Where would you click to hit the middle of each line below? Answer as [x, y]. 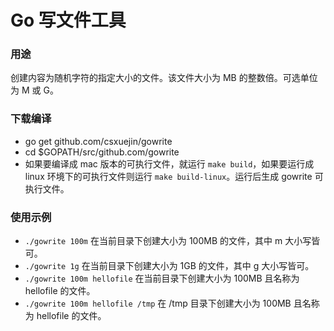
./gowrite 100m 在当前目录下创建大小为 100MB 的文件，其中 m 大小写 [168, 241]
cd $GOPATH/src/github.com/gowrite [102, 152]
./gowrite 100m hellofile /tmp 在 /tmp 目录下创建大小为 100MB [158, 303]
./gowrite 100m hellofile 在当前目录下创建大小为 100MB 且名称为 [162, 278]
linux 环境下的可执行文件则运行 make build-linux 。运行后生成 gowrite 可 [174, 176]
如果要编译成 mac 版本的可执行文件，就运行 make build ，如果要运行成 [169, 163]
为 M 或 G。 [34, 90]
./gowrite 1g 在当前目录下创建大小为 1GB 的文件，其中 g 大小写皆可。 [169, 266]
